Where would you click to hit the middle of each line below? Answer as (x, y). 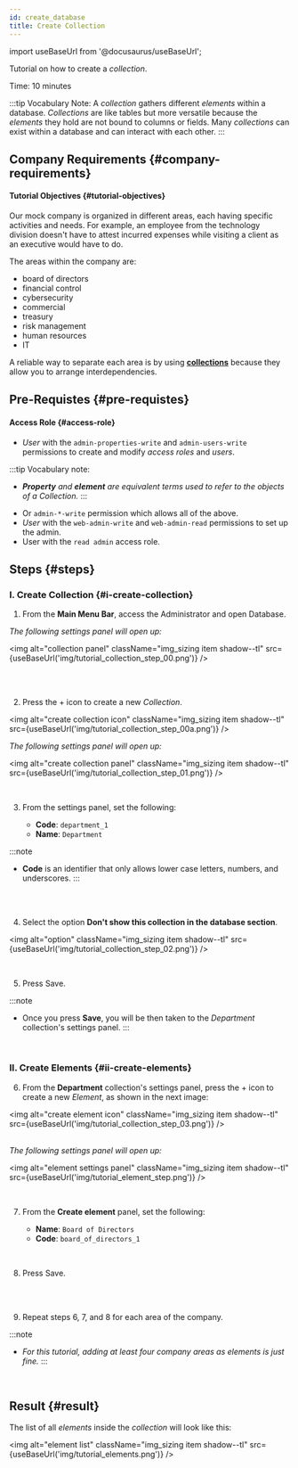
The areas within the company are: (73, 262)
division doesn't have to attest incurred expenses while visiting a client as (144, 235)
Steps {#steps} (52, 570)
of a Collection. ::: (55, 496)
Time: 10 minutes (40, 86)
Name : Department (69, 834)
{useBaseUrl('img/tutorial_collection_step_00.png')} (104, 658)
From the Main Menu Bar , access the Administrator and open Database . (154, 614)
